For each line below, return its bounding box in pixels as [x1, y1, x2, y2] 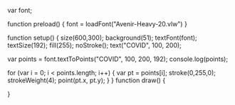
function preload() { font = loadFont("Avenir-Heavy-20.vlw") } [7, 20, 187, 28]
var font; [7, 6, 33, 14]
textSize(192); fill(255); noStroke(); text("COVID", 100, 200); [7, 41, 182, 49]
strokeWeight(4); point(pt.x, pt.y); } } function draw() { [7, 76, 166, 84]
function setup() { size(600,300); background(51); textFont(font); [7, 33, 197, 42]
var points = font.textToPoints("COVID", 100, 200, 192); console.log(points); [7, 55, 229, 63]
